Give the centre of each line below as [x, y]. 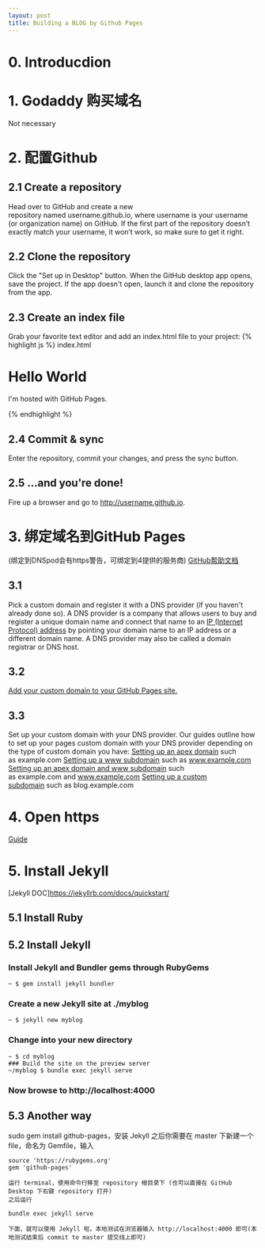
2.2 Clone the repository [70, 257]
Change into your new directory [70, 1040]
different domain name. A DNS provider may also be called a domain [120, 638]
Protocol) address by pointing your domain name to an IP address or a [123, 630]
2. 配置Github [53, 157]
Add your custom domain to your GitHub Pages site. [93, 691]
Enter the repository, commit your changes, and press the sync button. [123, 458]
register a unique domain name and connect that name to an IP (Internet [125, 621]
